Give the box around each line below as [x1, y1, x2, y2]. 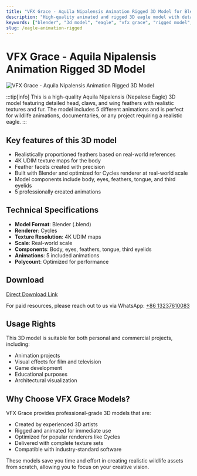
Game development [14, 365, 63, 372]
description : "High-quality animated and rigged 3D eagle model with [6, 14, 180, 20]
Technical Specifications [6, 205, 99, 215]
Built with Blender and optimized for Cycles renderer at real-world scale [14, 169, 188, 176]
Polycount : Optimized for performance [14, 258, 109, 265]
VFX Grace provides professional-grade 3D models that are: [6, 410, 151, 417]
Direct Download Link [6, 291, 58, 298]
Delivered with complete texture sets [14, 440, 104, 447]
